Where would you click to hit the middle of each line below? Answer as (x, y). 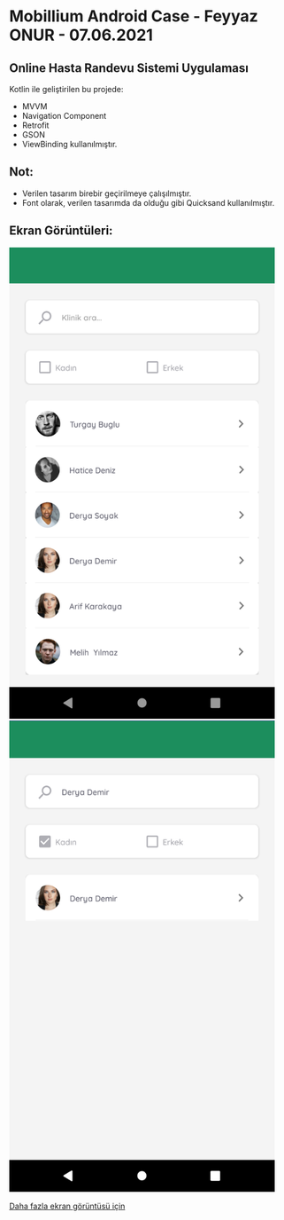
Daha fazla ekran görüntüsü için (67, 1206)
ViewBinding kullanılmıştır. (69, 144)
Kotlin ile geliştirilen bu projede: (66, 89)
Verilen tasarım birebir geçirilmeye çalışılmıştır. (107, 193)
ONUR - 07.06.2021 (81, 35)
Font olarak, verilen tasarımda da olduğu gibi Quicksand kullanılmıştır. (148, 202)
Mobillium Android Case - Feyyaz (134, 16)
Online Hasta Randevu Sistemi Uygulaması (129, 68)
